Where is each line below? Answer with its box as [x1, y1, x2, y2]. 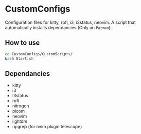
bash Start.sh [5, 56, 34, 61]
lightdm [12, 118, 28, 124]
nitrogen [12, 103, 29, 109]
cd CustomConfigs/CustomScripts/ [5, 51, 73, 56]
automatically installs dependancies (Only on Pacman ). [5, 24, 112, 30]
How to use [5, 39, 40, 47]
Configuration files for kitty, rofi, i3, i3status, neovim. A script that [5, 19, 136, 25]
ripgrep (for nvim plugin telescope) [12, 124, 82, 130]
